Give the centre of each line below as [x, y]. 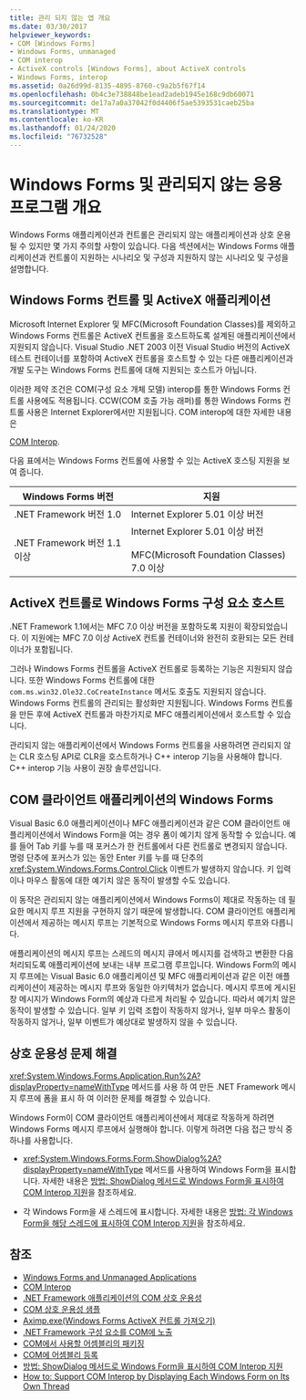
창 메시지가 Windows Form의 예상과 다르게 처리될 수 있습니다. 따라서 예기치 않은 [153, 999]
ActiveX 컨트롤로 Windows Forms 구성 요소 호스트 [147, 603]
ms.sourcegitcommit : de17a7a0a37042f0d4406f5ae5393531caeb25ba [132, 103]
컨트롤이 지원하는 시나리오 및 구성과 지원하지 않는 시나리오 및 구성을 [169, 257]
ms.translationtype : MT [55, 111]
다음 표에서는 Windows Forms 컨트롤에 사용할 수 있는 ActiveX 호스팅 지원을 [145, 460]
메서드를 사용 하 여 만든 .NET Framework [205, 1087]
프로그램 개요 [56, 208]
